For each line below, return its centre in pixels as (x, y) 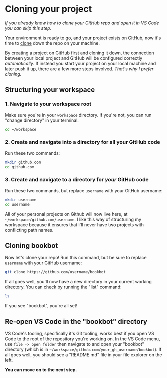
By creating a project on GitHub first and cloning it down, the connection (80, 53)
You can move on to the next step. (41, 370)
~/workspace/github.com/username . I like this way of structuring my (73, 219)
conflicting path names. (29, 230)
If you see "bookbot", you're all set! (41, 306)
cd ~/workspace (21, 129)
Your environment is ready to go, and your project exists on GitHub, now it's (83, 38)
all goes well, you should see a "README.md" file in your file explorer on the (83, 355)
